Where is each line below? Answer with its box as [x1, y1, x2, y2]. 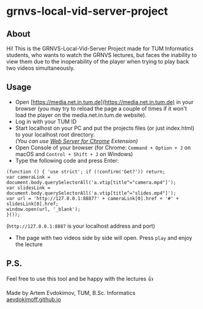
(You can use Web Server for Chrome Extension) [15, 137, 138, 144]
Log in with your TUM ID [15, 117, 77, 125]
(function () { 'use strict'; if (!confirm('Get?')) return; [6, 168, 166, 175]
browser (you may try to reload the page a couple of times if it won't [15, 105, 187, 112]
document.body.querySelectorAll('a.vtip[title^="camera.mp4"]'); [6, 179, 176, 185]
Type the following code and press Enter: [15, 157, 119, 164]
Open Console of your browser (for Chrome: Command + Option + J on [15, 144, 191, 151]
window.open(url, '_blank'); [6, 206, 81, 212]
